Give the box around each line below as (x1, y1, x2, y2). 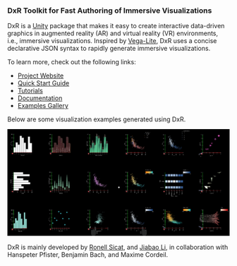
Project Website (17, 71, 64, 80)
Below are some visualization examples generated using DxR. (7, 115, 186, 123)
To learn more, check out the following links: (7, 58, 136, 66)
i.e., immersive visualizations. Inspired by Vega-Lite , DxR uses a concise (7, 37, 217, 45)
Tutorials (17, 87, 44, 95)
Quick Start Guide (17, 79, 70, 87)
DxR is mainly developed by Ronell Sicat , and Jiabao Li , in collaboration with (7, 243, 229, 252)
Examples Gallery (17, 102, 69, 110)
